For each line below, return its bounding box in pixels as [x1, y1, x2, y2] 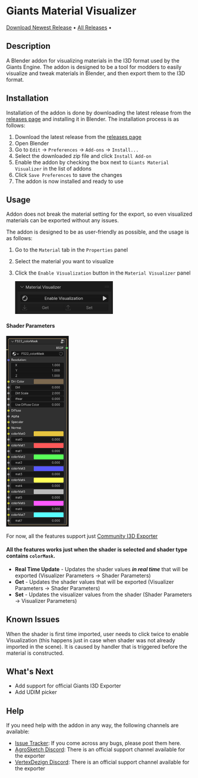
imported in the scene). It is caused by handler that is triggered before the [6, 643, 187, 650]
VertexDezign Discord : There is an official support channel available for [14, 758, 190, 766]
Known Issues [6, 615, 60, 625]
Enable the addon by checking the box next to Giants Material [14, 158, 169, 166]
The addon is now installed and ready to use [14, 178, 124, 185]
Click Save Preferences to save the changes [14, 171, 122, 178]
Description [6, 41, 51, 51]
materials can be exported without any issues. [6, 217, 119, 224]
